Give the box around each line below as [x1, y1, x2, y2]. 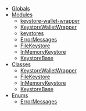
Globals [11, 5, 30, 12]
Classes [11, 61, 31, 68]
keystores [20, 30, 44, 37]
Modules [11, 11, 33, 18]
